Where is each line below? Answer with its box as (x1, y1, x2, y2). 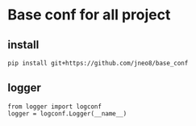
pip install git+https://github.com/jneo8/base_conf (7, 59, 189, 67)
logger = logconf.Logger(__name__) (7, 109, 127, 118)
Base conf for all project (7, 6, 171, 24)
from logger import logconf (7, 103, 102, 111)
